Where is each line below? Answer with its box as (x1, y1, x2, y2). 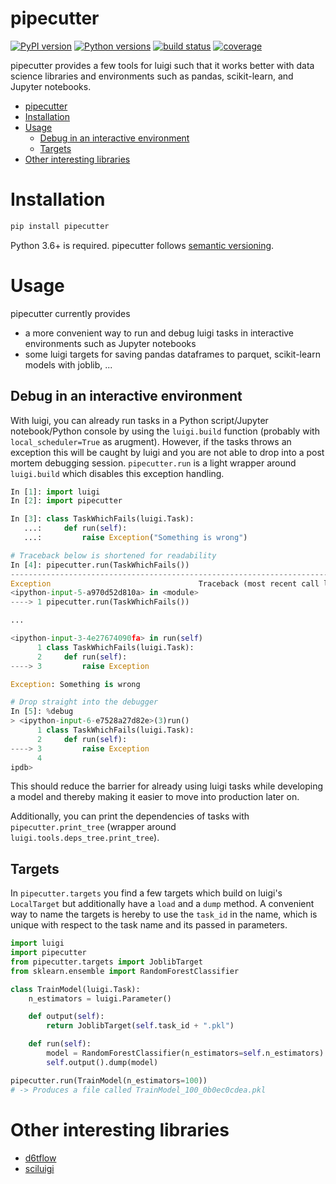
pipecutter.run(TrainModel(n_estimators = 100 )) (10, 1075, 208, 1086)
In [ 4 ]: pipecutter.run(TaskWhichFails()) (10, 560, 190, 570)
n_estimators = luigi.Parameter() (28, 993, 172, 1004)
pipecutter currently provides (10, 307, 131, 319)
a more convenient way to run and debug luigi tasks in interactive (24, 327, 295, 339)
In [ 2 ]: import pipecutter (10, 496, 123, 506)
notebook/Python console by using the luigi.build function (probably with (10, 425, 320, 437)
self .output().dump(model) (46, 1057, 159, 1067)
